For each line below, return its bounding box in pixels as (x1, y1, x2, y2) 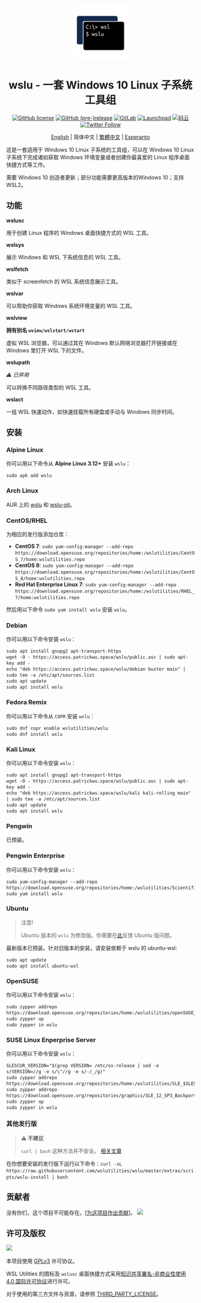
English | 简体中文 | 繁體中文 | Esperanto (50, 133, 151, 140)
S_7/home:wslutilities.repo (14, 557, 85, 563)
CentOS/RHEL (6, 516, 48, 525)
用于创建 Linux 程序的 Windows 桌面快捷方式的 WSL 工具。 (6, 229, 152, 236)
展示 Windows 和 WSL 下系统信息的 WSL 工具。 (6, 253, 124, 261)
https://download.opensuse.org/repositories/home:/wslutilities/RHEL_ (14, 588, 195, 594)
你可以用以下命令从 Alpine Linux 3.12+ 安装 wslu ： (6, 460, 131, 467)
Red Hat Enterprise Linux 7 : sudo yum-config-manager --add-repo (14, 581, 176, 588)
